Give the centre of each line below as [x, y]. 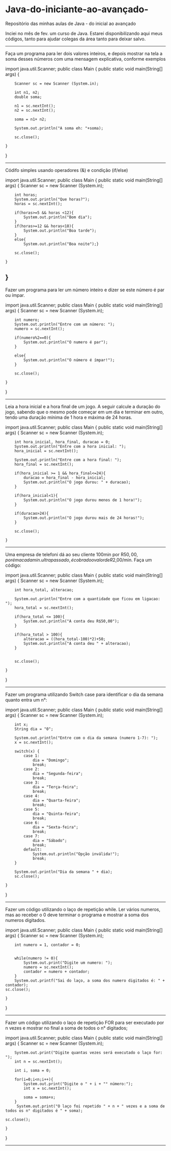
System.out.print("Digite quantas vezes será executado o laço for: [89, 1053]
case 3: [32, 782]
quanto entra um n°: [26, 699]
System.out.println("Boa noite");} [61, 244]
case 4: [32, 796]
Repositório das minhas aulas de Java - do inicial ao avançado [71, 23]
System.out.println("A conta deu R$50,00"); [72, 621]
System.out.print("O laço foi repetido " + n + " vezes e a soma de [91, 1106]
